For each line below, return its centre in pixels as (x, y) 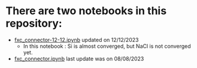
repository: (34, 23)
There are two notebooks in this (86, 11)
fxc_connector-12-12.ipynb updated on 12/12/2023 (76, 40)
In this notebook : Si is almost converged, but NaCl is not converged (107, 46)
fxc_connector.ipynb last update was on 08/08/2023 (79, 59)
